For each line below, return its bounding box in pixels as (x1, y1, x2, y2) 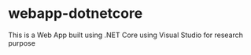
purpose (8, 38, 35, 47)
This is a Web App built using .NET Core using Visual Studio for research (8, 30, 244, 40)
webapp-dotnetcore (8, 5, 143, 22)
